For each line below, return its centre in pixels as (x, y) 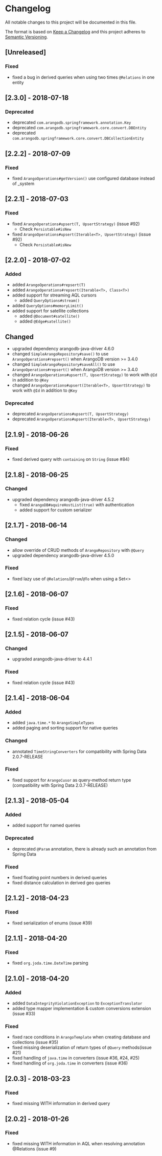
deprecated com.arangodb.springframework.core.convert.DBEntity (79, 128)
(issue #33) (24, 1014)
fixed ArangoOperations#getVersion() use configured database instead (83, 178)
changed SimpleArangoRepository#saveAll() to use (64, 364)
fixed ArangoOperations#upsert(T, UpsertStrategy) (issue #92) (76, 224)
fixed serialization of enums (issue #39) (52, 923)
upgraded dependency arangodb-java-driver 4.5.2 (63, 499)
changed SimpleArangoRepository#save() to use (60, 354)
